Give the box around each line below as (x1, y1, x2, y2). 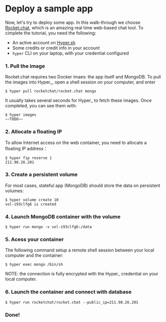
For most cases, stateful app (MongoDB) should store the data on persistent (5, 182, 161, 188)
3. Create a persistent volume (5, 171, 78, 178)
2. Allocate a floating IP (5, 128, 62, 135)
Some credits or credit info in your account (12, 45, 100, 51)
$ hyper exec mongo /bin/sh (5, 262, 63, 267)
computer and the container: (5, 252, 63, 258)
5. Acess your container (5, 236, 64, 243)
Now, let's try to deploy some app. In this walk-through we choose (5, 19, 141, 25)
